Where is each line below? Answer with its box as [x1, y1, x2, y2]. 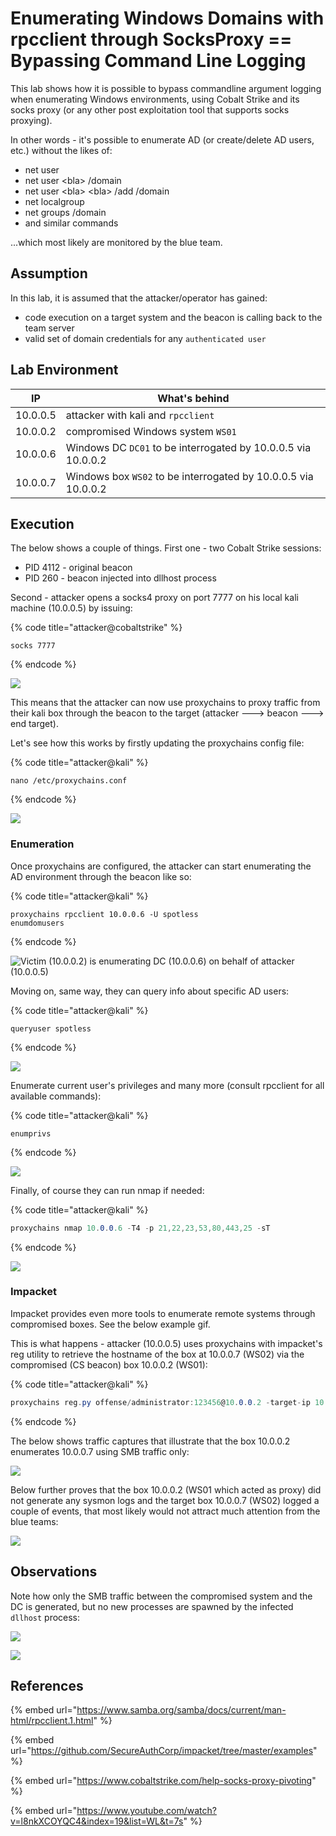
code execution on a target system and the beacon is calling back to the [24, 311, 323, 323]
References [10, 1677, 84, 1694]
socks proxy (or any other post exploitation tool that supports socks [10, 103, 290, 116]
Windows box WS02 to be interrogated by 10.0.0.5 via [65, 469, 314, 483]
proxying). [10, 114, 53, 126]
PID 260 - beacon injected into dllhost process [24, 572, 217, 584]
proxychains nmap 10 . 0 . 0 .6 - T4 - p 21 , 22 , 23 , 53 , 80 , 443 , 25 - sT [10, 1223, 271, 1233]
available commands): [10, 1090, 102, 1102]
